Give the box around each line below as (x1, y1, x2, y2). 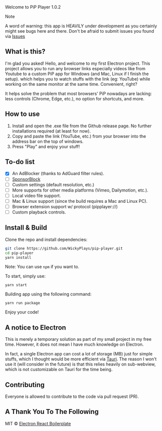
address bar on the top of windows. (12, 138, 84, 144)
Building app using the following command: (5, 291, 92, 297)
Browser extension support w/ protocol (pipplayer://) (12, 203, 118, 209)
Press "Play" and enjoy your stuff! (12, 143, 80, 149)
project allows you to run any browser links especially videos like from (5, 65, 146, 71)
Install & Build (5, 224, 47, 232)
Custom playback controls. (12, 209, 66, 215)
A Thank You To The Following (5, 408, 99, 416)
